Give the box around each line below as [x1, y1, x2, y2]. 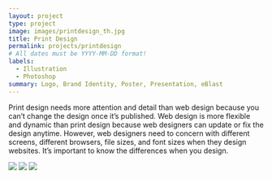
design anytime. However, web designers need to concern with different [8, 128, 250, 138]
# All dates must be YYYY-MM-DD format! [8, 50, 148, 58]
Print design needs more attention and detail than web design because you [8, 103, 260, 112]
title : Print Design [8, 34, 79, 43]
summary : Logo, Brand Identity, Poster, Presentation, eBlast [8, 80, 223, 88]
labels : [8, 58, 35, 66]
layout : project [8, 11, 63, 20]
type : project [8, 20, 57, 28]
